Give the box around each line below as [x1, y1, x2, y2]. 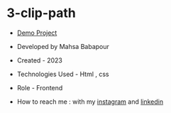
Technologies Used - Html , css [16, 70, 109, 78]
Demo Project [16, 28, 57, 37]
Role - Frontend [16, 83, 63, 92]
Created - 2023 [16, 55, 63, 65]
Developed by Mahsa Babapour [16, 42, 109, 50]
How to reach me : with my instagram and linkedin [16, 97, 164, 106]
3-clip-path [6, 5, 76, 21]
